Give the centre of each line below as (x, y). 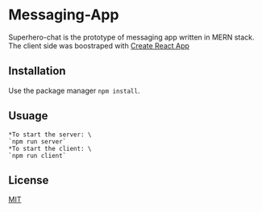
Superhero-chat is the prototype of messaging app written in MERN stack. (132, 37)
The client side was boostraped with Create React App (99, 45)
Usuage (28, 116)
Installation (37, 71)
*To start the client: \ (50, 148)
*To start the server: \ (50, 135)
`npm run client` (37, 156)
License (29, 180)
